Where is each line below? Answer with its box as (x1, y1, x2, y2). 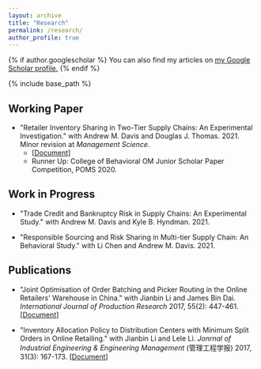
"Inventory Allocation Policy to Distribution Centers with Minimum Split (19, 325, 249, 334)
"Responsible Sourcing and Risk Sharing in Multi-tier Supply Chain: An (19, 232, 249, 242)
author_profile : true (8, 33, 80, 42)
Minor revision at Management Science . (19, 140, 150, 149)
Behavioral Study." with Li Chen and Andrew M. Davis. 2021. (19, 240, 216, 250)
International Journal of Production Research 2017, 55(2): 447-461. (19, 301, 239, 311)
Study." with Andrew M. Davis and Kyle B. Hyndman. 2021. (19, 217, 210, 226)
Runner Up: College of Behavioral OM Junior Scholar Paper (31, 156, 225, 166)
